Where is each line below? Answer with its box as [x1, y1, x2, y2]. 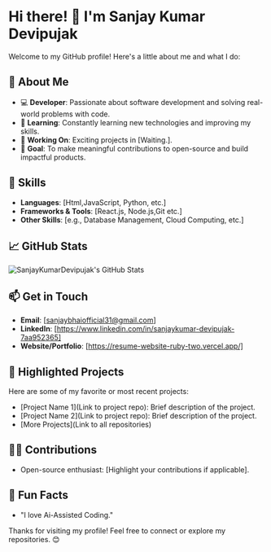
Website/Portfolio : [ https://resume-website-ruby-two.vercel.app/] [20, 341, 244, 351]
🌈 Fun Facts [8, 488, 69, 502]
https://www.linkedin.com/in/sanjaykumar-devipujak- [56, 324, 235, 334]
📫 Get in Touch [8, 289, 89, 304]
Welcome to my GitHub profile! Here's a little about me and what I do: [8, 51, 241, 61]
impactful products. [20, 152, 86, 162]
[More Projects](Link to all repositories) [20, 419, 152, 429]
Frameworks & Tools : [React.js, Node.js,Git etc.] [20, 206, 182, 216]
